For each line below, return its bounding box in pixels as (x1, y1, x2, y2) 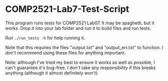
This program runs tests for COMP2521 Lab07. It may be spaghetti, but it (5, 20, 154, 26)
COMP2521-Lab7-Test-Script (5, 3, 129, 15)
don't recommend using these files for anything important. (5, 50, 126, 56)
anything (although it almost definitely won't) (5, 70, 98, 76)
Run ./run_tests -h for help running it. (5, 35, 85, 41)
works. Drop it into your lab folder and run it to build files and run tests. (5, 25, 151, 31)
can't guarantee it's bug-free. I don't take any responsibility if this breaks (5, 65, 156, 71)
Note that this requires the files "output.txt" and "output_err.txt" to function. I (5, 44, 163, 50)
